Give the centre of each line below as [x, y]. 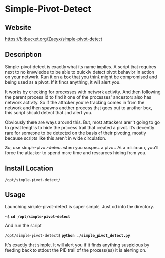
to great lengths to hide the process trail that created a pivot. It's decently [80, 127]
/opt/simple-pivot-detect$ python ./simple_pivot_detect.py [67, 236]
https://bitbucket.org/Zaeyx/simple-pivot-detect [54, 39]
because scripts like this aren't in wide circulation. [56, 138]
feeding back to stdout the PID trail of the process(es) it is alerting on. [76, 250]
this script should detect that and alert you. [49, 112]
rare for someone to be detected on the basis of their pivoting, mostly [76, 133]
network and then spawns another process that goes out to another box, [79, 108]
